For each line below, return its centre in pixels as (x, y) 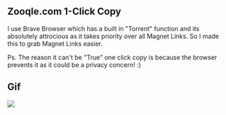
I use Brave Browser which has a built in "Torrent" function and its (103, 28)
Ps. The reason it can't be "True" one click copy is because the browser (112, 57)
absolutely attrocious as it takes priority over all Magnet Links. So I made (113, 36)
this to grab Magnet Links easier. (55, 43)
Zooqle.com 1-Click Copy (64, 12)
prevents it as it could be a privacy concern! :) (74, 65)
